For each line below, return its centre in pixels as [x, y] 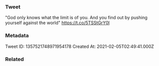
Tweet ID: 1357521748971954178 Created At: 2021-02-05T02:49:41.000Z [80, 46]
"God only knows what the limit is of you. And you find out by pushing [76, 18]
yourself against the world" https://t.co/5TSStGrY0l [57, 23]
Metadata [17, 35]
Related [15, 59]
